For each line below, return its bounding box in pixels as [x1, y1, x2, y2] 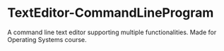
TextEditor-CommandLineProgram [7, 5, 214, 21]
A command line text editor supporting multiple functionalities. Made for [7, 28, 217, 36]
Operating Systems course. [7, 35, 87, 43]
